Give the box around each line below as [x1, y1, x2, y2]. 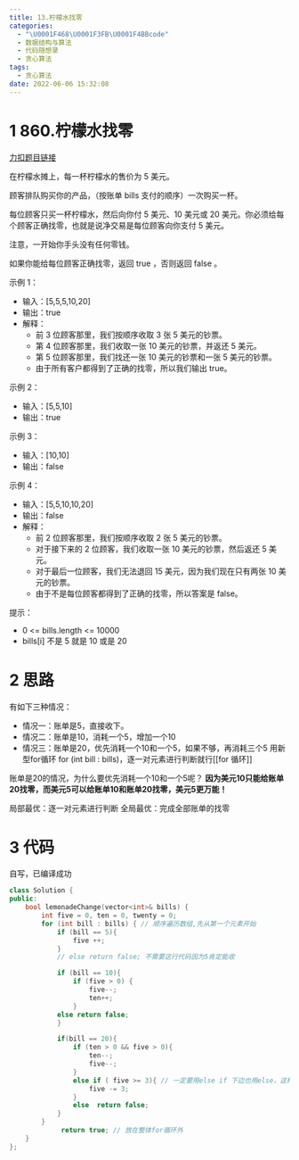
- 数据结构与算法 [17, 37, 72, 47]
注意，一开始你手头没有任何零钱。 [9, 238, 134, 250]
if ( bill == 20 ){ [56, 1034, 117, 1044]
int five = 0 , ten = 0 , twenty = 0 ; [41, 911, 177, 920]
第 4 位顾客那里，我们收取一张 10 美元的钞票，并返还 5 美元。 [35, 340, 263, 351]
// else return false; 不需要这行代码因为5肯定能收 [56, 952, 236, 962]
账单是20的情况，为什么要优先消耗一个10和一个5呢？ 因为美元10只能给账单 [9, 773, 285, 783]
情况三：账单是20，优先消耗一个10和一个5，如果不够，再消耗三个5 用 [21, 742, 279, 753]
